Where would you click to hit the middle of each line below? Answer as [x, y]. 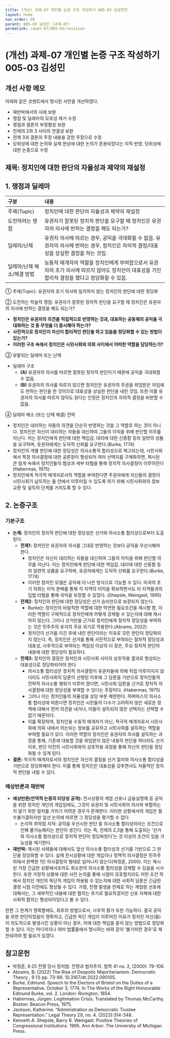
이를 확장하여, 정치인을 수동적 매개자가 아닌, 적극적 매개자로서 [88, 722]
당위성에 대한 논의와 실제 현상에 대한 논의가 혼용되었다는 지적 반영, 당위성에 [87, 144]
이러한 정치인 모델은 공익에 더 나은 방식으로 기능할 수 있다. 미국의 [92, 583]
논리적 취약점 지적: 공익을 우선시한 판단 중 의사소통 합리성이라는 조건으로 [92, 824]
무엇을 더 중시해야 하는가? [66, 326]
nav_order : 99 [20, 19]
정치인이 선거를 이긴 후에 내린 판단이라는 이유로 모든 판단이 [86, 633]
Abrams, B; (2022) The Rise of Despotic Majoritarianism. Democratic [84, 972]
